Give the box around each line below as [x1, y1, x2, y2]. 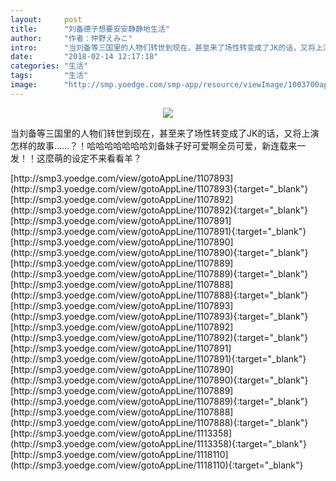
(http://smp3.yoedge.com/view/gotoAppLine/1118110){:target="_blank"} [10, 459, 304, 471]
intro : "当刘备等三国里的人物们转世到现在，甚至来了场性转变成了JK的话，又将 [10, 42, 316, 53]
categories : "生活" [10, 61, 89, 71]
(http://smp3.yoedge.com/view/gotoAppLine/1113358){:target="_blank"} [10, 437, 307, 450]
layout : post [10, 14, 83, 25]
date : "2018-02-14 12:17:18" [10, 52, 159, 62]
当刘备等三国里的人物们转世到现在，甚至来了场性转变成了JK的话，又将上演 [10, 127, 320, 139]
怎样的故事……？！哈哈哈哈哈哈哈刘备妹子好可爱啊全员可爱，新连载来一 [10, 139, 307, 151]
